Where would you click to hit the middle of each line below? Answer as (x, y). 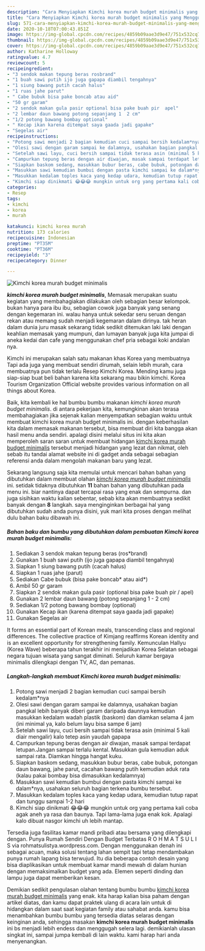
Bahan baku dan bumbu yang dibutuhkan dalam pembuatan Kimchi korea (103, 531)
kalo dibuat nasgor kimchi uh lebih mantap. (70, 821)
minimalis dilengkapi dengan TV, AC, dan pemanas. (71, 662)
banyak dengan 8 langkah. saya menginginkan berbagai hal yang (89, 505)
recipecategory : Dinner (37, 260)
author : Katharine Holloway (43, 52)
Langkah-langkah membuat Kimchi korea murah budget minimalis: (94, 676)
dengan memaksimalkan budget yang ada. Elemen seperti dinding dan (95, 871)
